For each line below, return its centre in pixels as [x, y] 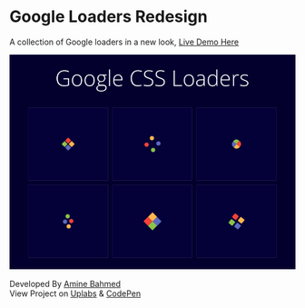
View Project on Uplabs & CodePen [75, 293]
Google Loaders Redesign [108, 17]
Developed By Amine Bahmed [65, 283]
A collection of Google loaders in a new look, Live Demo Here [124, 42]
